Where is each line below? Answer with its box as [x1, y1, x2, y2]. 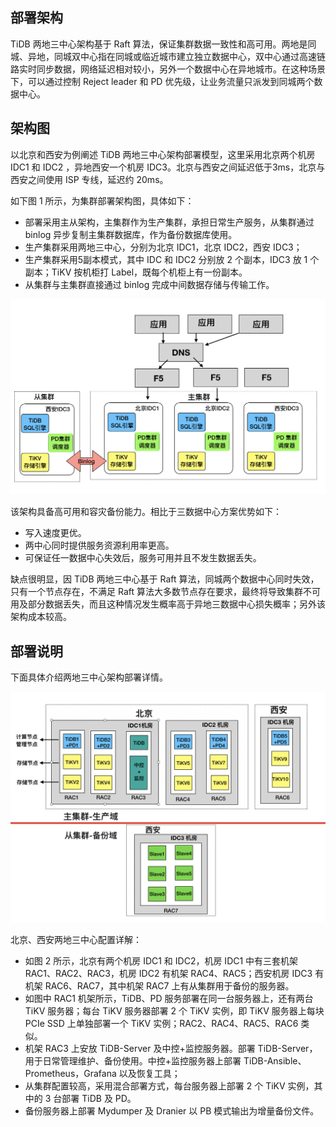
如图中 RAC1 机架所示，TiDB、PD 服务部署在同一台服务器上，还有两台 [24, 993, 314, 1005]
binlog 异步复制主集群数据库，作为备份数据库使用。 [24, 228, 238, 240]
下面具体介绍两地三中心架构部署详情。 [10, 671, 168, 683]
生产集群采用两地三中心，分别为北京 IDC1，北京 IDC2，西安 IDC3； [24, 241, 303, 253]
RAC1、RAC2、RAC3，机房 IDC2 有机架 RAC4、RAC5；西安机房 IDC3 [24, 968, 313, 980]
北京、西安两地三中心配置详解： [10, 934, 142, 946]
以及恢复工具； [118, 1068, 181, 1080]
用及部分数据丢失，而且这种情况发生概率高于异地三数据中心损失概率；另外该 [10, 598, 326, 610]
